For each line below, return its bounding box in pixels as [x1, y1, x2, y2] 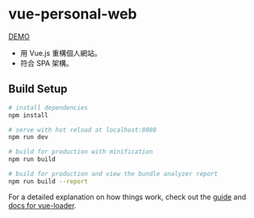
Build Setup [8, 82, 68, 96]
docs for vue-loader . [8, 200, 77, 210]
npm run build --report [8, 177, 89, 186]
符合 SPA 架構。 [19, 58, 74, 68]
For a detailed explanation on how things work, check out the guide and [8, 191, 247, 202]
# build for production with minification [8, 148, 153, 156]
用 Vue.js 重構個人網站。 [19, 48, 102, 57]
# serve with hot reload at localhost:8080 [8, 126, 157, 134]
